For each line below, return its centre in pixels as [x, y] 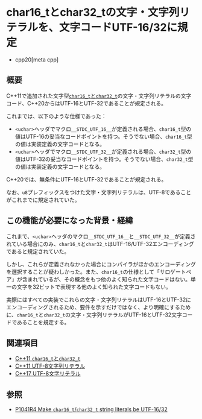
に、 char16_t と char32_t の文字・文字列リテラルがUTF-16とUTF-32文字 [94, 315]
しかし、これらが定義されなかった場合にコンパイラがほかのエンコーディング [101, 264]
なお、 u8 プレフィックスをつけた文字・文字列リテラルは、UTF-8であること [99, 192]
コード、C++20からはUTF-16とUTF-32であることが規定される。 [87, 103]
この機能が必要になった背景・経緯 [70, 221]
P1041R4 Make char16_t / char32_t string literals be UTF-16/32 [91, 409]
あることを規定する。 [43, 322]
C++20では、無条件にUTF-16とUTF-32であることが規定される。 [87, 179]
